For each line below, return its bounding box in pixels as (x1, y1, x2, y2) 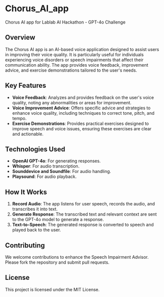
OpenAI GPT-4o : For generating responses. (12, 158, 101, 164)
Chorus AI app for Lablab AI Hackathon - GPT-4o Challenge (5, 19, 126, 25)
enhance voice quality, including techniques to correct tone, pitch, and (12, 110, 155, 116)
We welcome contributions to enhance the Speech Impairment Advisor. (5, 254, 149, 260)
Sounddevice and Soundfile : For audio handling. (12, 169, 111, 174)
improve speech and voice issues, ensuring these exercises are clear (12, 125, 152, 131)
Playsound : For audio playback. (12, 173, 77, 179)
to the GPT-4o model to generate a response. (12, 217, 104, 223)
